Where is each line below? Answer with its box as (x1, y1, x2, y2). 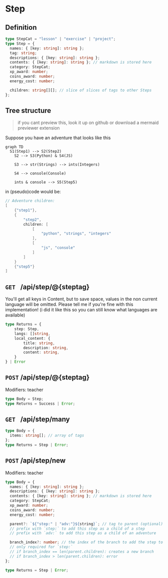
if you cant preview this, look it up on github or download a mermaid (17, 119, 159, 126)
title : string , (23, 341, 55, 346)
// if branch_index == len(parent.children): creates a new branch (10, 549, 154, 554)
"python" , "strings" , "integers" (41, 231, 112, 236)
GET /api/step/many (5, 415, 70, 423)
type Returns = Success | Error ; (5, 401, 75, 406)
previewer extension (17, 125, 60, 131)
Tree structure (5, 106, 51, 115)
